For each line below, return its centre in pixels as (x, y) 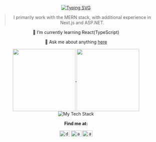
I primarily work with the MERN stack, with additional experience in (82, 17)
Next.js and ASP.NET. (82, 23)
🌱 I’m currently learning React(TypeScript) (76, 32)
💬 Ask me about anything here (76, 42)
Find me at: (76, 124)
